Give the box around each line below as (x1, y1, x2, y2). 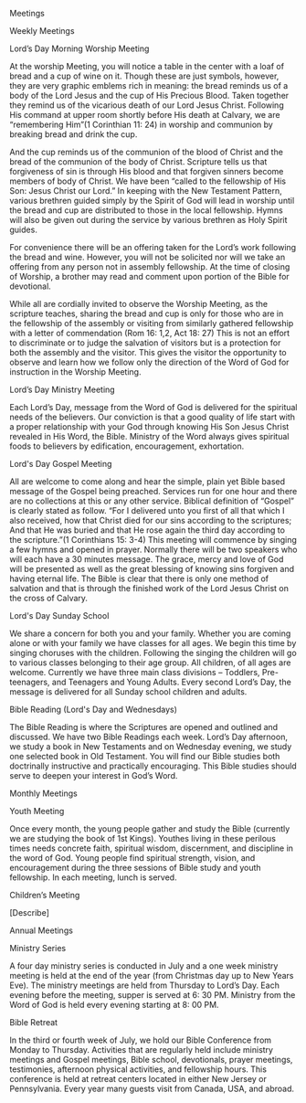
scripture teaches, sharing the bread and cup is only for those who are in (9, 308, 284, 319)
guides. (9, 224, 38, 235)
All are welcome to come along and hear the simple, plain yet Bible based (9, 476, 286, 487)
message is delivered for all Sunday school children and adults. (9, 686, 248, 697)
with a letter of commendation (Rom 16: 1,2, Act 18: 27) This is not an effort (9, 328, 290, 338)
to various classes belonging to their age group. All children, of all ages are (9, 657, 291, 668)
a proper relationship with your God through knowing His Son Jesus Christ (9, 421, 290, 432)
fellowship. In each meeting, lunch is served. (9, 872, 177, 883)
